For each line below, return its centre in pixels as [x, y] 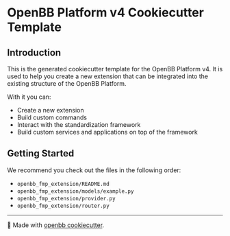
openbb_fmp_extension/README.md [63, 184]
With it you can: [29, 97]
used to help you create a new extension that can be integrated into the [108, 76]
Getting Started [41, 153]
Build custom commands [52, 117]
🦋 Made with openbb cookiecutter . [56, 225]
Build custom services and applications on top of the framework [107, 132]
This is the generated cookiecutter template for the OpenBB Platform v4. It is [115, 69]
